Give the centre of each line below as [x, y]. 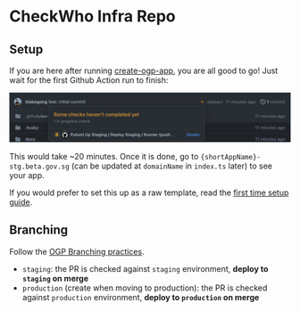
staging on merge [55, 278]
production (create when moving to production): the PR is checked [145, 288]
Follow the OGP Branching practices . [77, 251]
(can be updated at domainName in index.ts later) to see [171, 166]
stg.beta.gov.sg [39, 167]
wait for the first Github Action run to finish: [89, 80]
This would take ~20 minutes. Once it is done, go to [104, 157]
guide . [21, 202]
